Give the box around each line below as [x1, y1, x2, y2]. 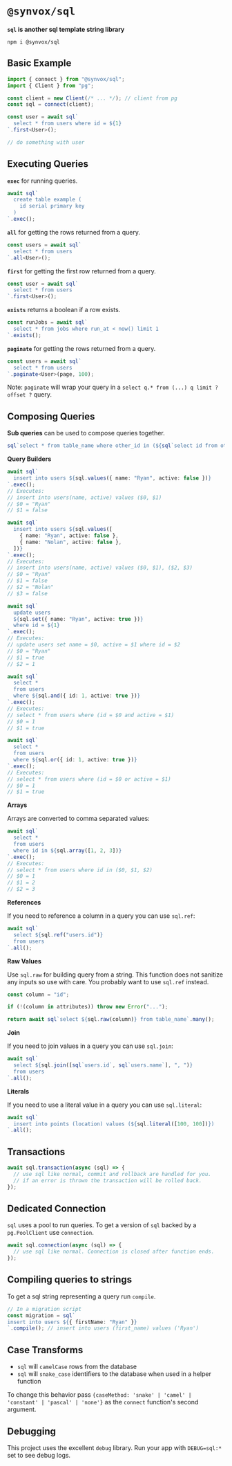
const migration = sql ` [7, 1312, 76, 1319]
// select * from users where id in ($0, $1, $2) [7, 867, 153, 874]
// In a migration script [7, 1305, 81, 1312]
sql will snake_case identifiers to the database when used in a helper [17, 1370, 212, 1378]
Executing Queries [7, 158, 88, 170]
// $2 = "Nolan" [7, 583, 54, 590]
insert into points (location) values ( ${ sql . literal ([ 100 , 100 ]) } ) [13, 1120, 215, 1128]
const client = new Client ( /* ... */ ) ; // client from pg [7, 95, 177, 102]
